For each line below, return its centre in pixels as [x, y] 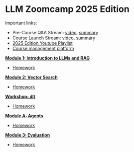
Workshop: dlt [20, 96]
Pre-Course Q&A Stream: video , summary [55, 32]
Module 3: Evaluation [28, 135]
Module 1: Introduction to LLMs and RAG [48, 58]
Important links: [21, 23]
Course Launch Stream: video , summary [54, 38]
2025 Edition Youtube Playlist [43, 43]
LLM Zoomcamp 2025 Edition [67, 9]
